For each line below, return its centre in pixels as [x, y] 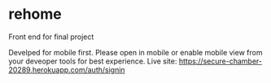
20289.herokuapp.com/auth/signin [67, 69]
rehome [35, 14]
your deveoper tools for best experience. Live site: [93, 61]
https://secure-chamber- [221, 61]
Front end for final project [51, 37]
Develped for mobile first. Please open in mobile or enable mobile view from [135, 52]
